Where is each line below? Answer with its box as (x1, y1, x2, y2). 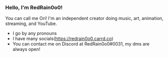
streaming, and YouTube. (5, 20, 57, 26)
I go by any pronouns (12, 30, 57, 36)
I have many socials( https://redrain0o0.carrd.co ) (12, 35, 114, 41)
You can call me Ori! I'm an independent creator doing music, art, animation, (5, 15, 163, 21)
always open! (12, 46, 40, 52)
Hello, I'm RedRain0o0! (5, 4, 63, 11)
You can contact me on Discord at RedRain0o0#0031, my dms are (12, 41, 150, 47)
